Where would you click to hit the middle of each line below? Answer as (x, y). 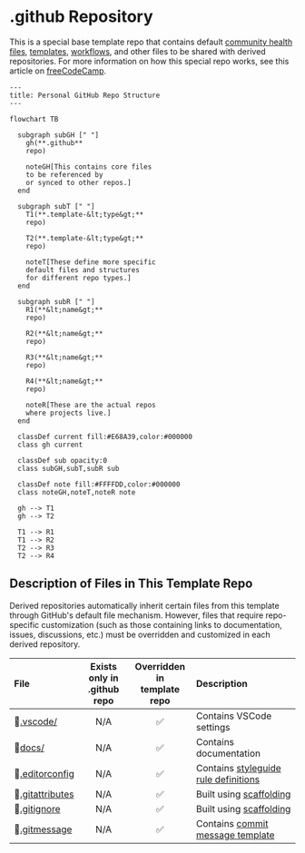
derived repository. (45, 644)
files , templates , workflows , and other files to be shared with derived (138, 51)
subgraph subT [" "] (56, 206)
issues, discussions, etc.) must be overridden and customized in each (140, 634)
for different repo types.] (79, 278)
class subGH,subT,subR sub (69, 468)
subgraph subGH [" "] (59, 135)
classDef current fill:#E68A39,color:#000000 (105, 436)
